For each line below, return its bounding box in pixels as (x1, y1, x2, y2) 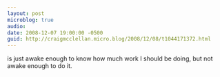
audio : (7, 23, 26, 30)
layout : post (7, 10, 45, 17)
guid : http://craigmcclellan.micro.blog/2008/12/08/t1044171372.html (7, 36, 212, 43)
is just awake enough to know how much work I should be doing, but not (7, 54, 213, 63)
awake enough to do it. (7, 62, 72, 70)
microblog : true (7, 16, 54, 23)
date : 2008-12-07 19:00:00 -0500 (7, 29, 103, 36)
